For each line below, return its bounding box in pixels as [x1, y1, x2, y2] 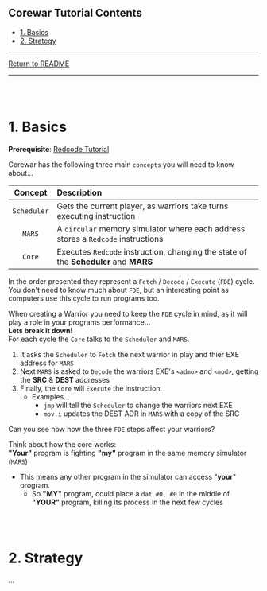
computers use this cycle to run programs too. [8, 294, 160, 303]
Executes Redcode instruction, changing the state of [56, 246, 248, 257]
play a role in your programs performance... [8, 317, 151, 327]
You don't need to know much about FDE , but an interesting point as [8, 285, 229, 294]
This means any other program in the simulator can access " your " [19, 472, 237, 481]
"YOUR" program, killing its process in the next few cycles [31, 497, 224, 507]
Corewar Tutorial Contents [8, 6, 143, 20]
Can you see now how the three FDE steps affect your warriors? [8, 424, 215, 434]
